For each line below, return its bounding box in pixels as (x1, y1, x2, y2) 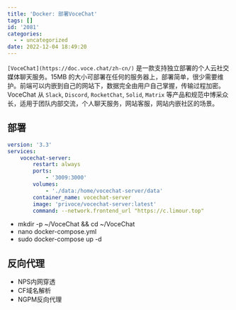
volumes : (33, 181, 59, 188)
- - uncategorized (13, 37, 69, 44)
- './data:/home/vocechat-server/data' (45, 187, 163, 194)
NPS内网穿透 (17, 277, 56, 286)
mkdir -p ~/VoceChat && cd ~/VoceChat (17, 220, 135, 228)
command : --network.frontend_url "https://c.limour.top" (33, 207, 204, 214)
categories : (7, 30, 43, 38)
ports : (33, 167, 52, 175)
